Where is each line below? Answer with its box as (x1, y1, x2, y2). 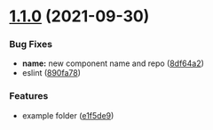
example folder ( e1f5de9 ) (21, 110, 114, 121)
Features (9, 90, 49, 102)
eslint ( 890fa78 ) (21, 68, 82, 78)
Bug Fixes (9, 38, 53, 51)
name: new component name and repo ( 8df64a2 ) (21, 58, 204, 69)
